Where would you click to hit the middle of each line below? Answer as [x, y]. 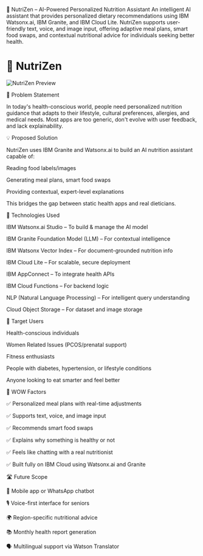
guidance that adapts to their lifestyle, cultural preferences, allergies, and [98, 113]
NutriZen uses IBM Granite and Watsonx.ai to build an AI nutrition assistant [100, 149]
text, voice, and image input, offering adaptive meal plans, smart [108, 29]
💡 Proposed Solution [32, 137]
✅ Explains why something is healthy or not [61, 440]
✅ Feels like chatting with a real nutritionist [60, 452]
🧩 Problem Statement [33, 95]
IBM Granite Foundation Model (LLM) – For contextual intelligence [88, 239]
